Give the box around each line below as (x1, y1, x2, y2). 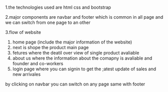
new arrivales (12, 71, 41, 77)
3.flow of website (5, 29, 41, 35)
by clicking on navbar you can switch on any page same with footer (5, 81, 145, 87)
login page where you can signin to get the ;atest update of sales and (12, 66, 156, 72)
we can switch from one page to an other (5, 20, 91, 25)
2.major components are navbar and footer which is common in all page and (5, 14, 163, 20)
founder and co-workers (12, 61, 64, 66)
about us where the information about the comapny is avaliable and (12, 55, 152, 61)
